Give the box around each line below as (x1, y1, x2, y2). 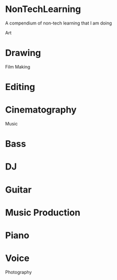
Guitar (5, 184, 32, 195)
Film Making (5, 63, 30, 69)
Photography (5, 269, 32, 275)
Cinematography (5, 104, 76, 115)
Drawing (5, 47, 41, 58)
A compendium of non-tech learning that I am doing (5, 20, 112, 26)
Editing (5, 81, 35, 93)
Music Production (5, 206, 80, 218)
